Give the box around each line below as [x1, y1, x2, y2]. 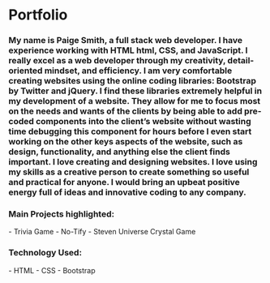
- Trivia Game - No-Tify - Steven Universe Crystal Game [8, 227, 196, 237]
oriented [8, 65, 43, 76]
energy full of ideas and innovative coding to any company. [8, 187, 246, 198]
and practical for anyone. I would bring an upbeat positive [8, 177, 241, 188]
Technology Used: [8, 247, 83, 259]
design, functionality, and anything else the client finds [8, 146, 231, 157]
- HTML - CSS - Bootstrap [8, 265, 96, 275]
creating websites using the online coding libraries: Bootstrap [8, 75, 257, 87]
